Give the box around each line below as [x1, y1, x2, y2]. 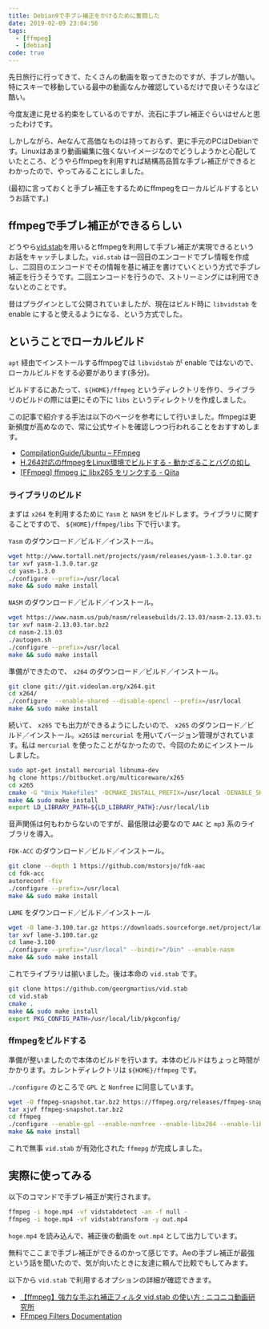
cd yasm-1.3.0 [8, 567, 56, 575]
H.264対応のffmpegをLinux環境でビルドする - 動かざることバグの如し [19, 457, 251, 467]
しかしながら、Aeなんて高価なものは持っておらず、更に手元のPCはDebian [8, 136, 252, 145]
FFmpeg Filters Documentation [19, 1311, 122, 1320]
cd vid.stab [8, 992, 48, 1000]
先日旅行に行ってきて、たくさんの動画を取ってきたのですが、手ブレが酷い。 [8, 72, 259, 81]
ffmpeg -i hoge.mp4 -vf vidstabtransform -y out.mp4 [8, 1215, 188, 1223]
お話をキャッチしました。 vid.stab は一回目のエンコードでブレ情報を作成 [8, 252, 250, 261]
